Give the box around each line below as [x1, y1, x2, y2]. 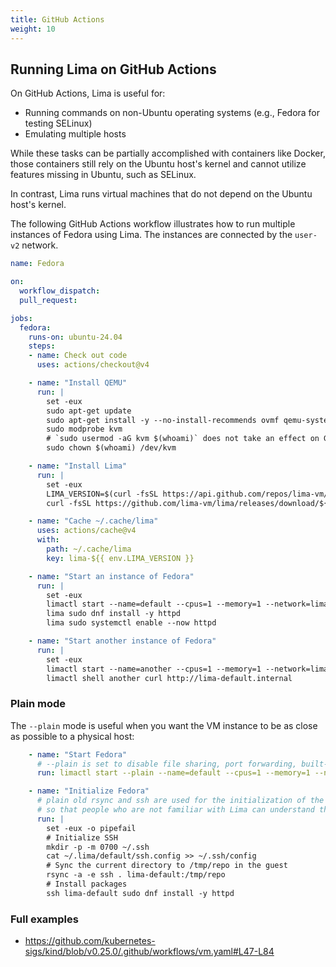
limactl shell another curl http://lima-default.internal [46, 673, 293, 683]
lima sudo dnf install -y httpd [46, 609, 182, 619]
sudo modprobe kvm [46, 424, 123, 435]
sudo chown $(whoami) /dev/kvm [46, 443, 177, 453]
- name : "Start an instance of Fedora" [28, 571, 195, 581]
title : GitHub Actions [10, 14, 105, 25]
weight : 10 [10, 24, 56, 34]
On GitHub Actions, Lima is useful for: [10, 87, 166, 100]
